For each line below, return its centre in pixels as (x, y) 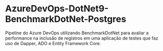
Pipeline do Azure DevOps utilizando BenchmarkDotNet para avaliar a (77, 33)
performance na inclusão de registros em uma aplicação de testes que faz (82, 38)
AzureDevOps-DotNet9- (57, 9)
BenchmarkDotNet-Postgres (66, 19)
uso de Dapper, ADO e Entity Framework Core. (53, 43)
